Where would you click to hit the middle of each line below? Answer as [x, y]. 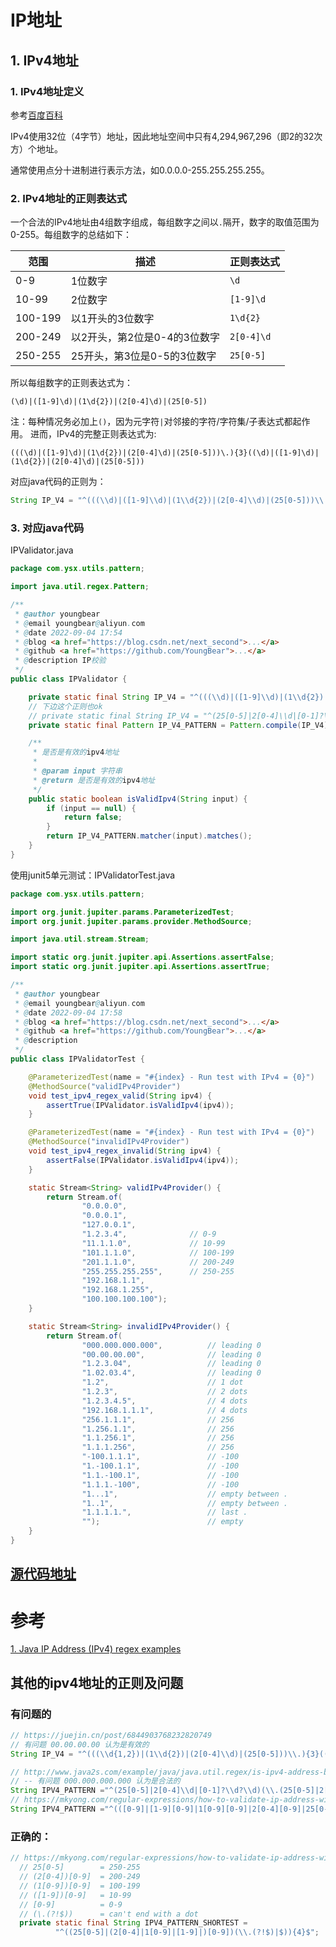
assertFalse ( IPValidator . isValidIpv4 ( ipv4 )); [143, 1160]
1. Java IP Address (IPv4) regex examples [96, 1649]
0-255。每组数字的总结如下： [71, 235]
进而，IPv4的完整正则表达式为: [93, 434]
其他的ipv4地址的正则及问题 [97, 1682]
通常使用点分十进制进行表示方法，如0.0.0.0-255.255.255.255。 [140, 170]
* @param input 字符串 [77, 771]
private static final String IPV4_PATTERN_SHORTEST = [133, 1923]
